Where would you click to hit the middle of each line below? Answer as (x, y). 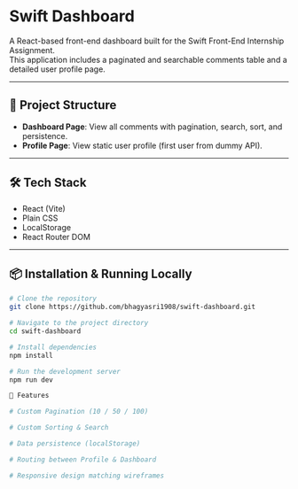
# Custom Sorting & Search (59, 428)
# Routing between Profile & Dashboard (83, 459)
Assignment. (32, 50)
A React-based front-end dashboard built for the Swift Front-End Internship (147, 41)
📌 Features (29, 396)
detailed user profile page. (58, 69)
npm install (31, 355)
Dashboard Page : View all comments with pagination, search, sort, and (152, 127)
